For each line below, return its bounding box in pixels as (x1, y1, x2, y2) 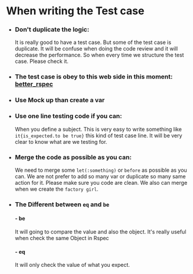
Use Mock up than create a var (14, 96, 105, 105)
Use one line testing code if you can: (14, 112, 122, 120)
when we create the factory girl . (14, 185, 99, 193)
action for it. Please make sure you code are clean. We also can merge (14, 179, 188, 186)
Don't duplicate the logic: (14, 26, 90, 34)
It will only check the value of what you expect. (14, 262, 130, 269)
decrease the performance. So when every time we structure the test (14, 52, 184, 59)
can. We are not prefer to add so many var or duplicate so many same (14, 172, 186, 179)
